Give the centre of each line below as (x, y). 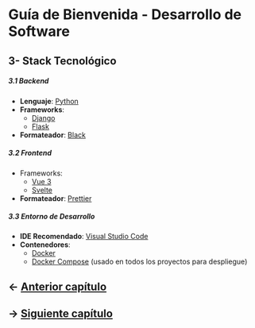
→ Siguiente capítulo (61, 314)
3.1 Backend (29, 81)
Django (43, 118)
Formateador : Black (52, 135)
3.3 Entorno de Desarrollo (52, 217)
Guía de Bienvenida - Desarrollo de (125, 15)
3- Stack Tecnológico (62, 61)
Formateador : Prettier (56, 198)
